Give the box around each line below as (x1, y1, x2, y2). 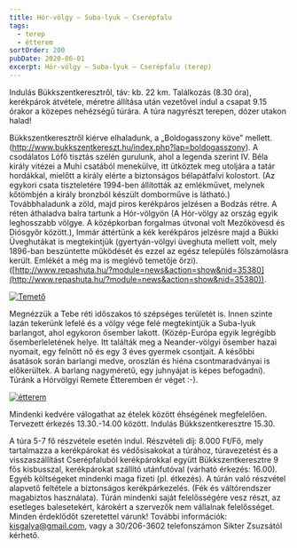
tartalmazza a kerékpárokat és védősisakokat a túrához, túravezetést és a (9, 445, 278, 456)
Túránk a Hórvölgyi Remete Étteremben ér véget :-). (9, 374, 199, 385)
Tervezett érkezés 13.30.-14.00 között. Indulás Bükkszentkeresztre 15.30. (9, 418, 276, 429)
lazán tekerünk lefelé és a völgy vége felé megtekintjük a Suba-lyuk (9, 317, 256, 329)
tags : (9, 21, 29, 30)
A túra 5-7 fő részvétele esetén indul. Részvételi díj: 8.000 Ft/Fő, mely (9, 435, 264, 446)
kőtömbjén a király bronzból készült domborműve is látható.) (9, 188, 231, 200)
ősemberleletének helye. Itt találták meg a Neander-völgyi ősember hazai (9, 337, 277, 347)
